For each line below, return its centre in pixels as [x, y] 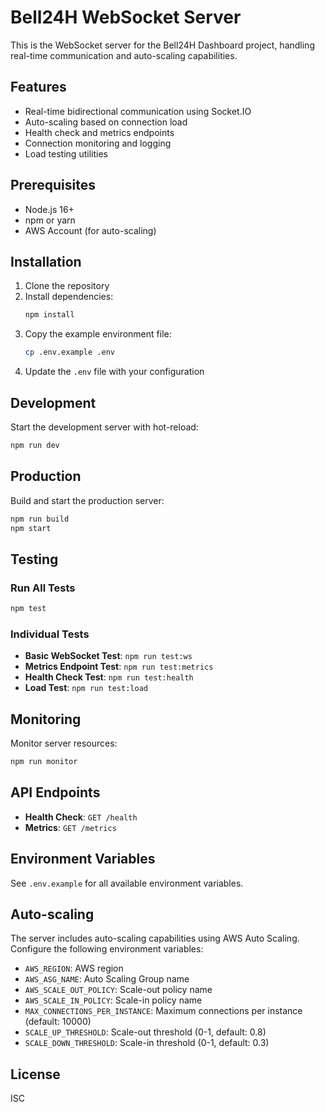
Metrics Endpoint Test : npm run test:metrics [119, 667]
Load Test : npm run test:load [86, 688]
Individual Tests [50, 634]
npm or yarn [50, 220]
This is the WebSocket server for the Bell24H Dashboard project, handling [162, 45]
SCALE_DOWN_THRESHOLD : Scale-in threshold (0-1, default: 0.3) [147, 1043]
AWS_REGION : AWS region [74, 968]
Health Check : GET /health [81, 817]
